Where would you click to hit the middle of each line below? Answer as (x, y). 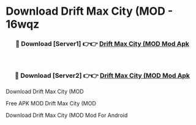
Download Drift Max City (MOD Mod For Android (67, 115)
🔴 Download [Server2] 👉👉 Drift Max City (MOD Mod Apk (102, 76)
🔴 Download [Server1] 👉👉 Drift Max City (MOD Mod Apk (102, 44)
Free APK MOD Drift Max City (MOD (51, 103)
